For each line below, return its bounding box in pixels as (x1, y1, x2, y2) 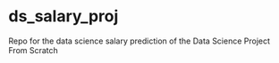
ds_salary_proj (8, 6, 119, 27)
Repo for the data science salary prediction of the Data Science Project (8, 35, 270, 46)
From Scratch (8, 44, 59, 55)
